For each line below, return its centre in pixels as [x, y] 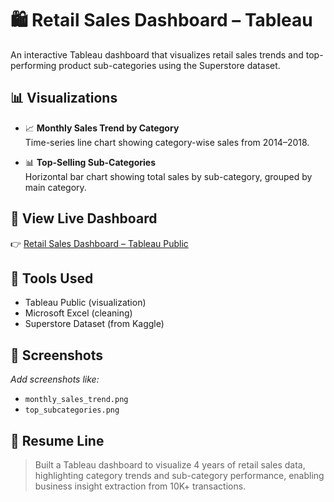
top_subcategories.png [72, 410]
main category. [55, 187]
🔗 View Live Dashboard [84, 218]
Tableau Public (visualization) [85, 303]
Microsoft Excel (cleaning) [78, 313]
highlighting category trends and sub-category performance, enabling [179, 475]
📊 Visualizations [64, 98]
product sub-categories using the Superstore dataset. [169, 65]
